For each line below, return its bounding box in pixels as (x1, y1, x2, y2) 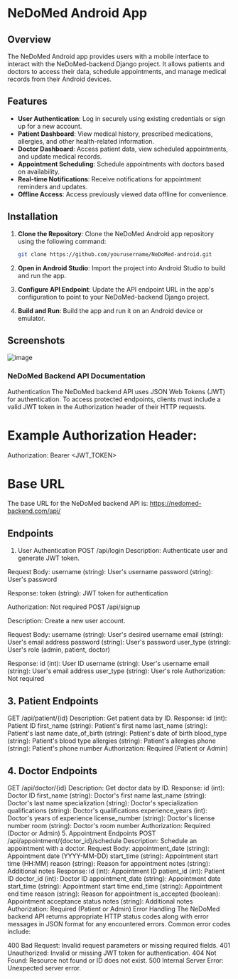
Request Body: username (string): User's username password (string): (7, 568, 213, 576)
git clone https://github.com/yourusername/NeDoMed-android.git (17, 250, 212, 258)
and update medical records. (17, 152, 102, 161)
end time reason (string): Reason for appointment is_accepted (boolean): (7, 889, 220, 898)
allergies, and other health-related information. (17, 137, 155, 145)
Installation (7, 211, 58, 223)
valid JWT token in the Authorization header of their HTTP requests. (7, 402, 207, 411)
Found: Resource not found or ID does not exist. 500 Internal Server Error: (7, 956, 224, 965)
